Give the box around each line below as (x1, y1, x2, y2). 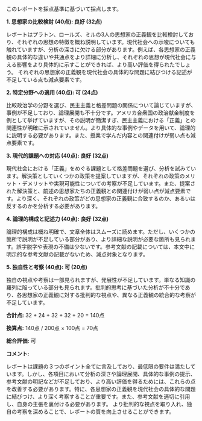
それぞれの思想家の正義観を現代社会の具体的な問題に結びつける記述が (17, 69, 193, 75)
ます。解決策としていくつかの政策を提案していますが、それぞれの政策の (6, 172, 185, 179)
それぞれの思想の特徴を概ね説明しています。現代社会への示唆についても (16, 39, 195, 45)
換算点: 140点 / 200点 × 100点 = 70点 (6, 325, 98, 331)
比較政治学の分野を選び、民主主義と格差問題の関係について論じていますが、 (6, 102, 197, 108)
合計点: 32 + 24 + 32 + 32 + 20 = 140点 (6, 312, 105, 319)
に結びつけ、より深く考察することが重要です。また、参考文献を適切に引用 (6, 393, 191, 400)
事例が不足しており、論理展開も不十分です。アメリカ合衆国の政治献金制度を (6, 109, 195, 116)
